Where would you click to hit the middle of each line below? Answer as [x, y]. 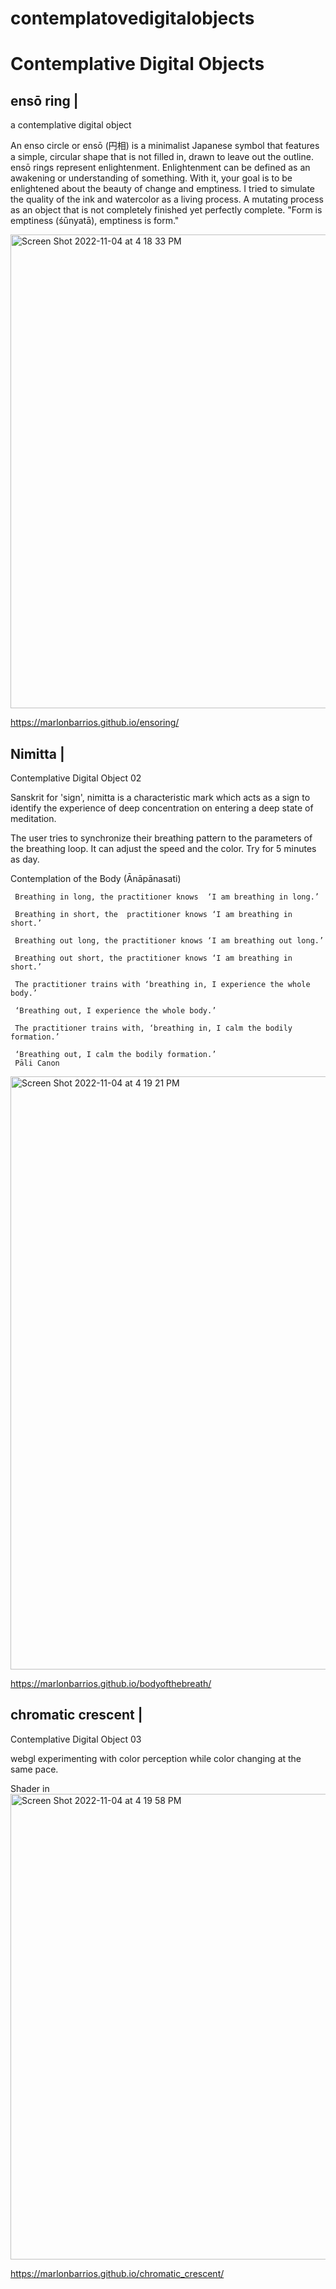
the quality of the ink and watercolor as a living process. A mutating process [167, 199]
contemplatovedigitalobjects [132, 18]
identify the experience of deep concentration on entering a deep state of [162, 808]
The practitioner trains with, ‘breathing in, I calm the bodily [153, 1028]
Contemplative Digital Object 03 [76, 1739]
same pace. [34, 1769]
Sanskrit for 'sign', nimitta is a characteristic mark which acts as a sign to [160, 797]
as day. [25, 859]
